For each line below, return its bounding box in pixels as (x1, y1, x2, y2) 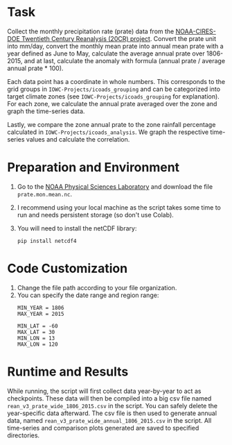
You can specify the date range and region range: (17, 291, 159, 299)
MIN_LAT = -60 (17, 322, 58, 330)
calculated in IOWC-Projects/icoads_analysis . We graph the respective (7, 128, 209, 136)
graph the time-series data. (7, 107, 85, 115)
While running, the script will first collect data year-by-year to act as (7, 387, 202, 395)
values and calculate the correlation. (26, 135, 130, 143)
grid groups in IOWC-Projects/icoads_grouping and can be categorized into (7, 85, 220, 93)
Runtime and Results (7, 364, 129, 379)
